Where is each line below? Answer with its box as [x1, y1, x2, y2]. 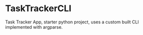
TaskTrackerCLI [5, 3, 72, 14]
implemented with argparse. [5, 24, 63, 30]
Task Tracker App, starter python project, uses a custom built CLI [5, 19, 139, 25]
